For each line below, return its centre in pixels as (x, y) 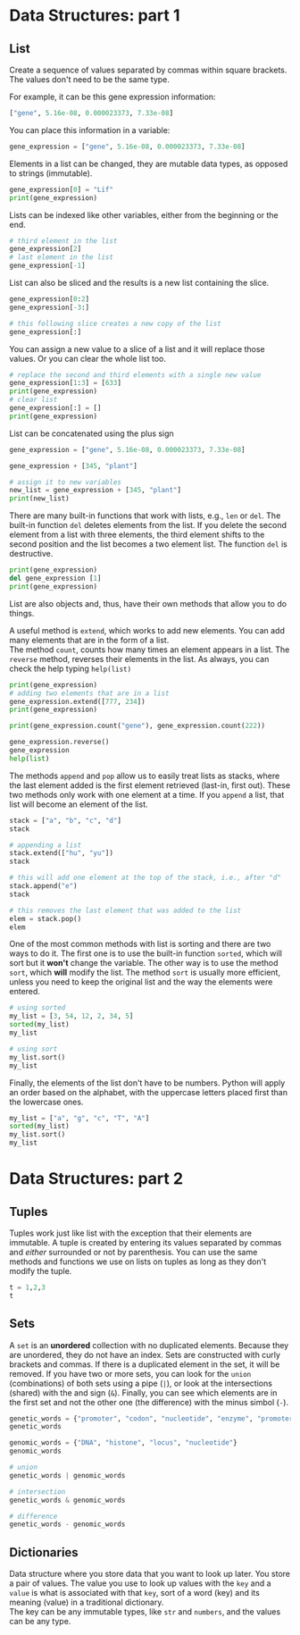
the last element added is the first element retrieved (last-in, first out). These (150, 785)
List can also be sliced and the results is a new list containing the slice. (139, 283)
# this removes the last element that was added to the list (125, 910)
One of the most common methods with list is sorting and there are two (140, 944)
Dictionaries (44, 1552)
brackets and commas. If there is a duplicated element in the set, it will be (145, 1364)
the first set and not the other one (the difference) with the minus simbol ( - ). (149, 1402)
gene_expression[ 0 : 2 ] (50, 299)
